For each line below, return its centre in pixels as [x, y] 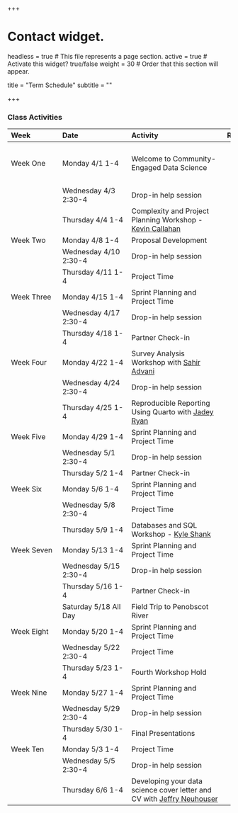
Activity [145, 135]
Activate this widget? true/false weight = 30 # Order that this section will [113, 64]
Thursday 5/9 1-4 [93, 530]
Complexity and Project [170, 211]
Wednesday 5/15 [91, 566]
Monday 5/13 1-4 [93, 550]
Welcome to [151, 159]
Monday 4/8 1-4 [91, 240]
